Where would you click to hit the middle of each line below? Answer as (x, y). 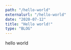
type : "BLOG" (19, 29)
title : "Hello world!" (29, 24)
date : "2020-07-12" (26, 19)
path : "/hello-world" (28, 10)
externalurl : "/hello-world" (36, 15)
